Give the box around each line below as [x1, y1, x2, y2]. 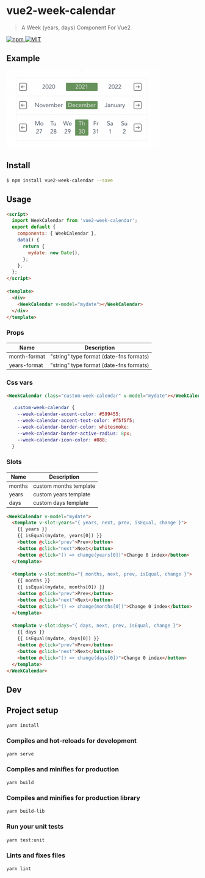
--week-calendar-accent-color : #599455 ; [17, 411, 121, 418]
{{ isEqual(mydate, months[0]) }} [17, 584, 105, 590]
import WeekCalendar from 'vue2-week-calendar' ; [12, 218, 138, 224]
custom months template [33, 482, 96, 490]
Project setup [6, 705, 59, 716]
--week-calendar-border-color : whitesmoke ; [17, 424, 130, 430]
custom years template [33, 490, 91, 498]
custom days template [33, 499, 89, 507]
